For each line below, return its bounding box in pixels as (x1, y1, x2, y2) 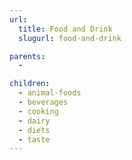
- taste (18, 134, 51, 145)
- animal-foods (18, 88, 82, 98)
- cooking (18, 106, 59, 116)
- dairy (18, 116, 51, 126)
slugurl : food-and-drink (18, 33, 122, 43)
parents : (9, 51, 46, 61)
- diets (18, 125, 51, 135)
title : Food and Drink (18, 24, 113, 34)
